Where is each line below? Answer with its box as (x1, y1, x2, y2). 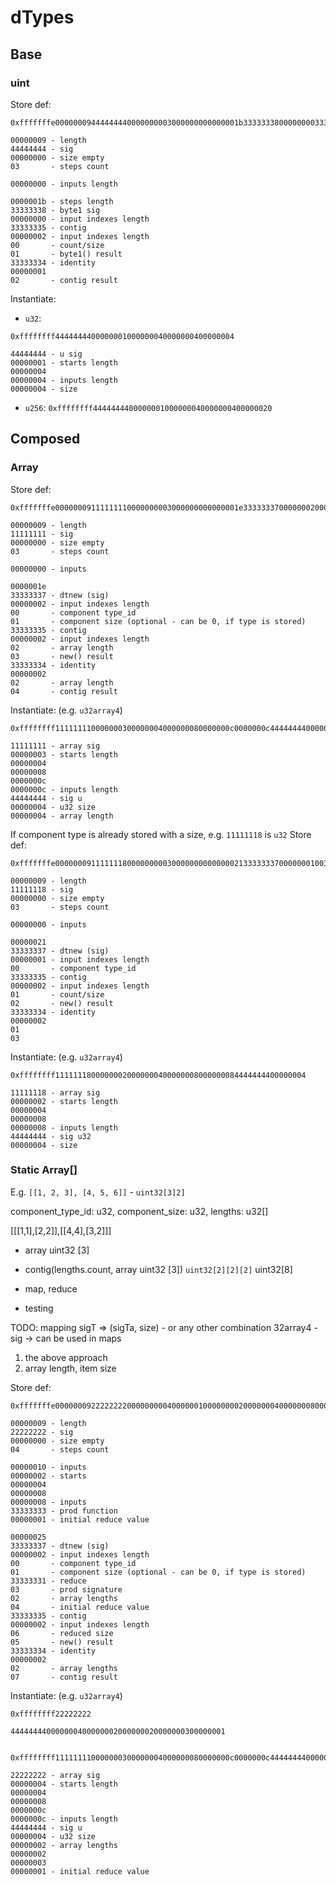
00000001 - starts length (10, 357, 118, 368)
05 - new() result (10, 1637, 114, 1647)
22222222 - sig (10, 1427, 74, 1437)
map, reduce (24, 1282, 78, 1295)
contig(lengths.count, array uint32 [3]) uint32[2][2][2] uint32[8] (24, 1263, 293, 1275)
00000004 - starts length (10, 1779, 118, 1789)
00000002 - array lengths (10, 1840, 118, 1850)
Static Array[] (10, 1163, 78, 1177)
